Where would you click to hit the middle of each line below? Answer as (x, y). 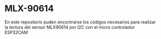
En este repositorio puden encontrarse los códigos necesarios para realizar (80, 22)
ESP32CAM (16, 32)
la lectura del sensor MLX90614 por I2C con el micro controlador (70, 27)
